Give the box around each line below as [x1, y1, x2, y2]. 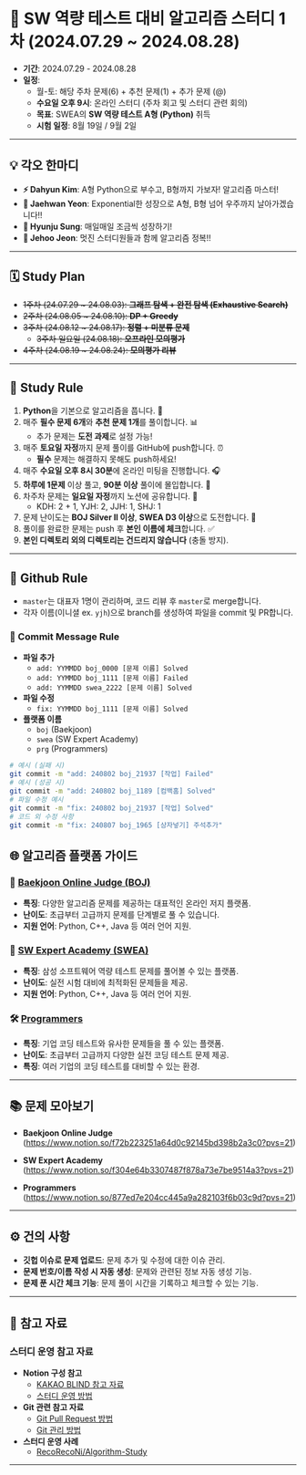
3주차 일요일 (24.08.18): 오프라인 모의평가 [36, 333, 185, 344]
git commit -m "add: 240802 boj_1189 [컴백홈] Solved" [9, 786, 217, 796]
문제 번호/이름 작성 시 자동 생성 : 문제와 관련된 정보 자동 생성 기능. [22, 1266, 252, 1277]
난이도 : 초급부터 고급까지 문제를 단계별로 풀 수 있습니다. [22, 909, 220, 920]
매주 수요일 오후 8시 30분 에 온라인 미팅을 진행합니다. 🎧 [22, 465, 221, 476]
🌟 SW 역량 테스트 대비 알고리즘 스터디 [9, 8, 276, 29]
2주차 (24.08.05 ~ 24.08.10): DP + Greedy [22, 310, 179, 321]
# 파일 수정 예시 [9, 795, 64, 804]
